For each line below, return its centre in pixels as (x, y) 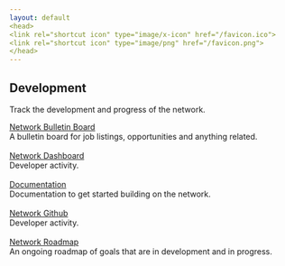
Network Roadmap (44, 242)
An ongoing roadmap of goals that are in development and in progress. (141, 251)
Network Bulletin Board (52, 126)
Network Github (39, 213)
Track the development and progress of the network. (107, 109)
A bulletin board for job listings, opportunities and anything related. (133, 136)
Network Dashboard (47, 155)
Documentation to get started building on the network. (110, 194)
